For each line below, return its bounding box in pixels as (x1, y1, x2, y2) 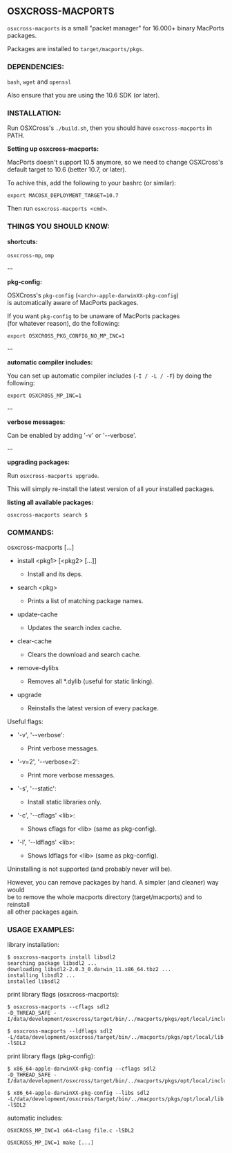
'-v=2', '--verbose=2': (17, 757, 80, 766)
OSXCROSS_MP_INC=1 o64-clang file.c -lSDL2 (7, 1127, 135, 1134)
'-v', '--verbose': (17, 731, 65, 739)
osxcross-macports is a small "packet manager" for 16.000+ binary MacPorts (7, 24, 224, 32)
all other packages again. (7, 907, 79, 916)
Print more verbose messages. (27, 771, 115, 779)
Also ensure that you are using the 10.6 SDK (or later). (7, 91, 160, 100)
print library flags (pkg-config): (7, 1052, 95, 1060)
